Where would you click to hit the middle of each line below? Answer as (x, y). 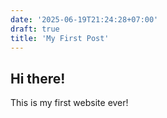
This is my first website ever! (69, 103)
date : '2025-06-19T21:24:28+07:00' (84, 19)
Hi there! (38, 78)
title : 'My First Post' (60, 38)
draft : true (35, 29)
